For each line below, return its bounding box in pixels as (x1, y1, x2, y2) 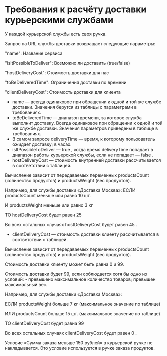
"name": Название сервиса (5, 50, 63, 56)
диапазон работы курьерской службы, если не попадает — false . (12, 152, 154, 158)
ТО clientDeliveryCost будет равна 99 (5, 320, 84, 326)
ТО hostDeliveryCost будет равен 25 (5, 212, 82, 218)
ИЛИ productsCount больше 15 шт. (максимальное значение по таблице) (5, 310, 161, 316)
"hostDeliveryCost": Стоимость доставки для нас (5, 69, 109, 76)
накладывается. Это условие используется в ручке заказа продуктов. (5, 345, 155, 351)
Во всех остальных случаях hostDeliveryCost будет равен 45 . (5, 221, 137, 227)
